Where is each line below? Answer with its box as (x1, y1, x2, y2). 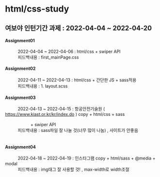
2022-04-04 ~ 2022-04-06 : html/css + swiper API (17, 48, 121, 54)
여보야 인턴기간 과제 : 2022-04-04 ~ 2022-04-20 (5, 24, 152, 32)
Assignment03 (5, 95, 36, 100)
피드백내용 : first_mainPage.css (17, 54, 79, 60)
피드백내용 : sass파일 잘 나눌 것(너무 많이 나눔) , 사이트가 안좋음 (17, 128, 138, 133)
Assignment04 (5, 144, 36, 150)
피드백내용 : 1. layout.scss (17, 83, 68, 89)
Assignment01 (5, 38, 35, 44)
